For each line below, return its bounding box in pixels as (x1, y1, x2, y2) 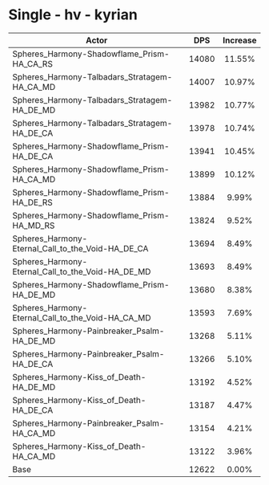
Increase (223, 35, 257, 46)
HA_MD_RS (12, 219, 55, 230)
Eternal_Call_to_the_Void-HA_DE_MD (12, 266, 151, 277)
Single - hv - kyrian (8, 6, 138, 24)
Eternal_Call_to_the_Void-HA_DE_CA (12, 243, 149, 254)
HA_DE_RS (12, 197, 54, 208)
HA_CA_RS (12, 58, 54, 69)
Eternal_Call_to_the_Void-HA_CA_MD (12, 312, 151, 323)
